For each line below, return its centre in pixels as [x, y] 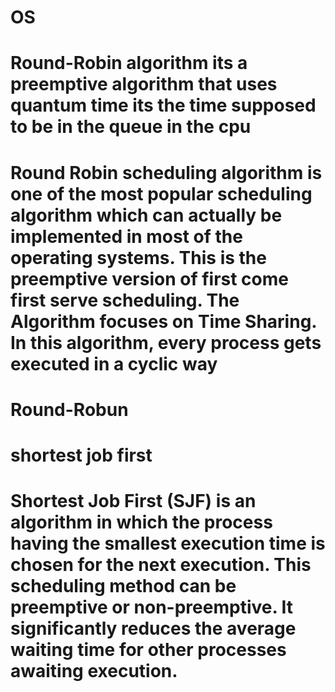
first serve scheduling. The [125, 300]
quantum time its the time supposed [163, 105]
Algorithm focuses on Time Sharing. [163, 321]
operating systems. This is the [138, 257]
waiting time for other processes [148, 650]
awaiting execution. [94, 671]
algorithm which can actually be [146, 215]
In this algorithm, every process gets [166, 342]
